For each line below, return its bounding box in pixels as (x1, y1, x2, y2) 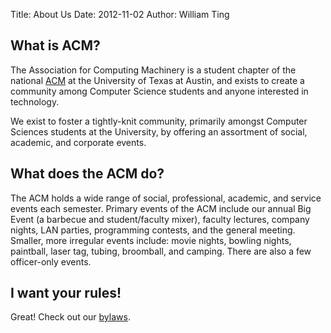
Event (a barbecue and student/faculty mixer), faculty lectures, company (10, 213, 310, 225)
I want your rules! (10, 285, 122, 302)
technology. (10, 95, 60, 108)
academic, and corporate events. (10, 136, 147, 148)
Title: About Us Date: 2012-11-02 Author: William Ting (10, 9, 230, 20)
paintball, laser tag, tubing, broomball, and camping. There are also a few (10, 245, 312, 257)
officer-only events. (10, 255, 92, 268)
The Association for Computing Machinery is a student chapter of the (10, 64, 297, 76)
